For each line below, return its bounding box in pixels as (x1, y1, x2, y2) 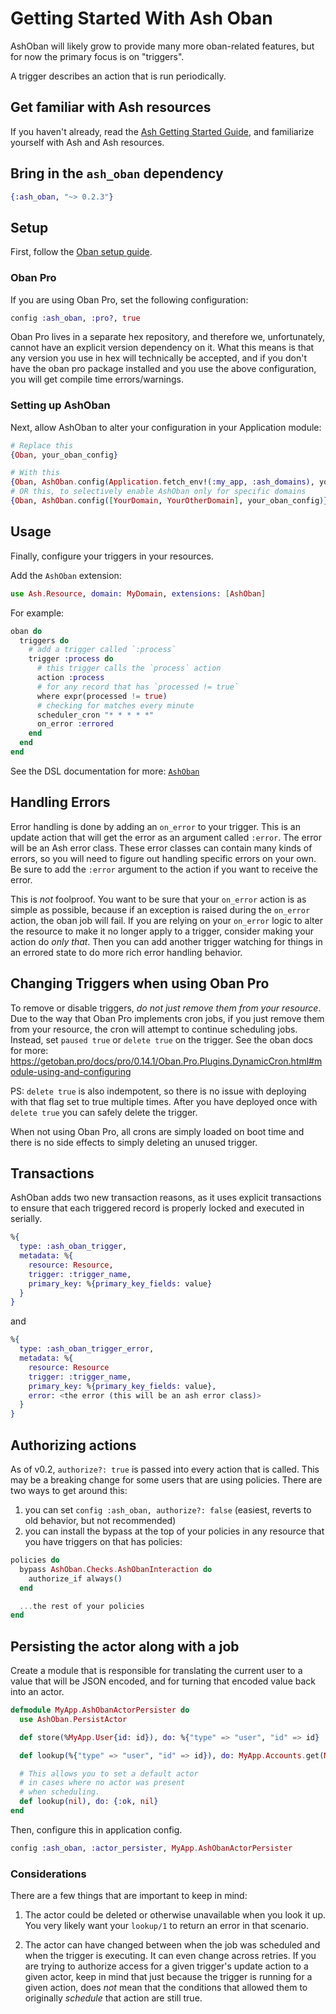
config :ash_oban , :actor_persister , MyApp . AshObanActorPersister (10, 1843, 293, 1853)
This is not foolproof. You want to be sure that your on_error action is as (10, 893, 307, 905)
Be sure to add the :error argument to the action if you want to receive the (10, 863, 318, 875)
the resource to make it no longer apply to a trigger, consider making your (10, 925, 315, 937)
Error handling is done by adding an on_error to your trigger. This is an (10, 820, 301, 832)
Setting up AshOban (10, 398, 111, 412)
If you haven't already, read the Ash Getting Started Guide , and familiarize (10, 125, 315, 137)
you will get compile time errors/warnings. (10, 373, 185, 386)
